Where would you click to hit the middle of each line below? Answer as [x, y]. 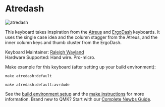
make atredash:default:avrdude [37, 85]
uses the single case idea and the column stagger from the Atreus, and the [81, 37]
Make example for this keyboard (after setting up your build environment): [81, 67]
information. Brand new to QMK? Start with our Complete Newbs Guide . [78, 99]
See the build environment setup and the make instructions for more [75, 94]
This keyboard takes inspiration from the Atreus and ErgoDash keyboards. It [82, 32]
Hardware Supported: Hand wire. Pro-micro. [50, 57]
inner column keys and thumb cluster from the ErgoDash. [63, 42]
